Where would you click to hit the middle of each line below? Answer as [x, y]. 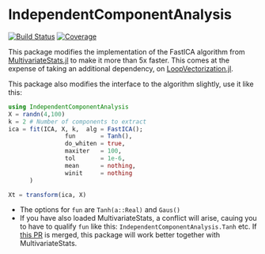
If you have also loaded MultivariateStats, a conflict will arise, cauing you [138, 218]
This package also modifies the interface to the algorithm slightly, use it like [131, 84]
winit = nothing [98, 173]
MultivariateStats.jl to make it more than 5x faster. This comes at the [119, 60]
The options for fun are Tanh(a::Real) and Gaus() [100, 210]
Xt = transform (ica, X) [47, 195]
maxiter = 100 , [93, 151]
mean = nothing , [100, 165]
